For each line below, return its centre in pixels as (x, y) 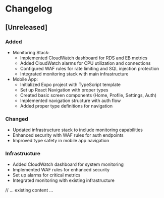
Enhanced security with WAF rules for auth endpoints (68, 135)
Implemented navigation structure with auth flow (70, 101)
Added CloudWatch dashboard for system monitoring (68, 164)
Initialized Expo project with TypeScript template (70, 84)
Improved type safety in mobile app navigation (61, 141)
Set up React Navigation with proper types (64, 90)
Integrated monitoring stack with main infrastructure (74, 74)
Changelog (29, 9)
